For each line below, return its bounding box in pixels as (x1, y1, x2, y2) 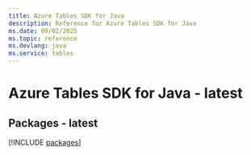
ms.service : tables (8, 49, 74, 57)
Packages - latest (8, 116, 98, 130)
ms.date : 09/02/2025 (8, 27, 78, 35)
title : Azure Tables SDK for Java (8, 11, 125, 20)
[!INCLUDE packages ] (8, 138, 82, 147)
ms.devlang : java (8, 42, 67, 50)
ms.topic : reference (8, 34, 78, 43)
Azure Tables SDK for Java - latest (8, 84, 244, 103)
